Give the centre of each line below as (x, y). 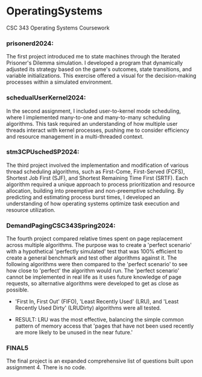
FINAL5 (17, 348)
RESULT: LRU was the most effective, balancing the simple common (99, 320)
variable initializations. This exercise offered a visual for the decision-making (101, 76)
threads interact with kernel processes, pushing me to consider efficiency (98, 130)
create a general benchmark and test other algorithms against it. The (92, 258)
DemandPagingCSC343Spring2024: (61, 225)
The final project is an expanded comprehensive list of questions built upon (100, 361)
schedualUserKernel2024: (46, 98)
